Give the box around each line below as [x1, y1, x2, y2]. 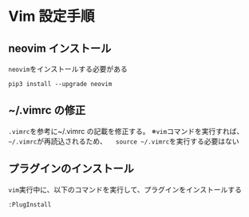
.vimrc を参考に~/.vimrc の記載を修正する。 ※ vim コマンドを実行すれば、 [8, 126, 244, 136]
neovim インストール [8, 41, 112, 55]
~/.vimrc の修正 [8, 104, 86, 117]
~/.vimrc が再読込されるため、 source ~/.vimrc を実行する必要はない [8, 136, 239, 146]
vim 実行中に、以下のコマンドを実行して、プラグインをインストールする [8, 184, 242, 194]
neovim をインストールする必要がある [8, 65, 128, 73]
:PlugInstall [8, 200, 52, 208]
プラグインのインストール [8, 162, 134, 176]
